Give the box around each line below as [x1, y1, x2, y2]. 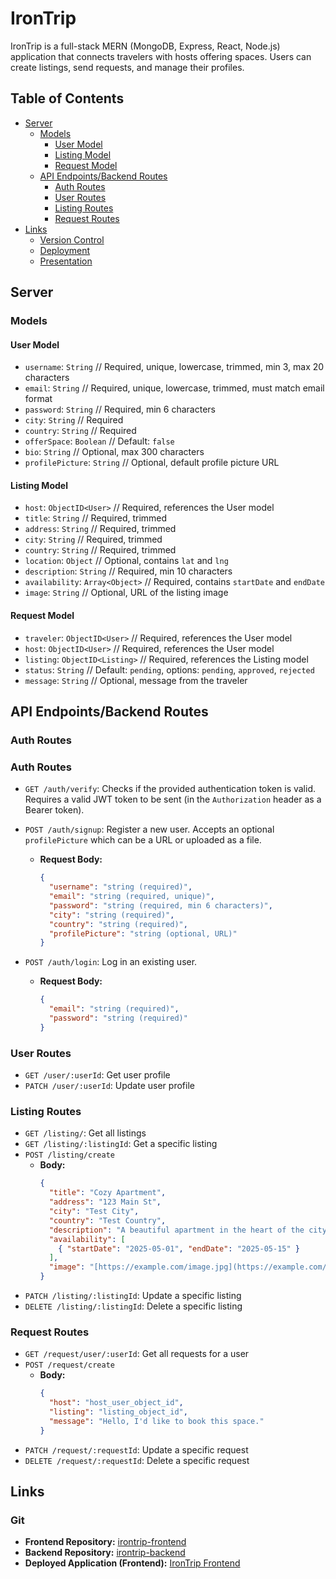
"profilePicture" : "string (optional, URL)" [48, 928, 238, 939]
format [24, 393, 53, 405]
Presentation [39, 255, 93, 267]
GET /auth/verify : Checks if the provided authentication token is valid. [24, 783, 317, 795]
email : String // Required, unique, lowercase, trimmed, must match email [24, 382, 325, 394]
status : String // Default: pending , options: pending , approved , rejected [24, 663, 315, 676]
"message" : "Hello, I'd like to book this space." [48, 1416, 265, 1426]
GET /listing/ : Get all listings [24, 1127, 147, 1139]
